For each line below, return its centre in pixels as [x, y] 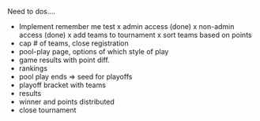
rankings [33, 68]
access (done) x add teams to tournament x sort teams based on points [135, 35]
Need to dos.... [32, 11]
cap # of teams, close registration [74, 43]
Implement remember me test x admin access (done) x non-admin [126, 26]
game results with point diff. [64, 60]
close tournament [47, 110]
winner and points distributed [67, 102]
